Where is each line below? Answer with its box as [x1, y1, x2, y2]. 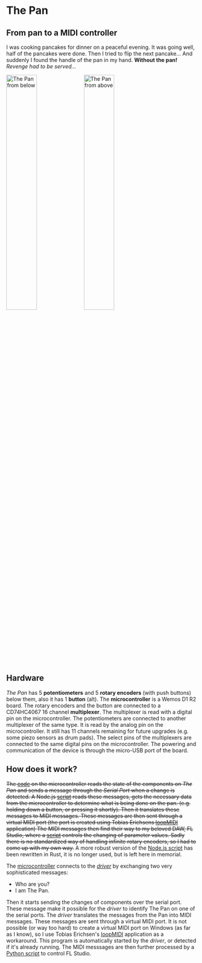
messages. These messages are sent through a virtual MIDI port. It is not [6, 917, 187, 925]
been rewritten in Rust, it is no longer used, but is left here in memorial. [6, 850, 182, 858]
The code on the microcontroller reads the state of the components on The [6, 780, 193, 787]
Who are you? [14, 880, 50, 888]
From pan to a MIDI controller [6, 28, 118, 38]
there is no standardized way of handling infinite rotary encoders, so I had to [6, 838, 197, 845]
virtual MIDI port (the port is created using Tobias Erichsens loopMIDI [6, 818, 178, 826]
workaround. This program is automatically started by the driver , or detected [6, 936, 197, 944]
